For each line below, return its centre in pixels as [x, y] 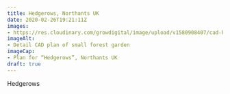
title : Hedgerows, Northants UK [53, 13]
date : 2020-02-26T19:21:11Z [47, 20]
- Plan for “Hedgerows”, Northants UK [62, 58]
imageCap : [21, 52]
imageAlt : [21, 39]
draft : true [24, 64]
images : [18, 26]
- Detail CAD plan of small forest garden [68, 45]
